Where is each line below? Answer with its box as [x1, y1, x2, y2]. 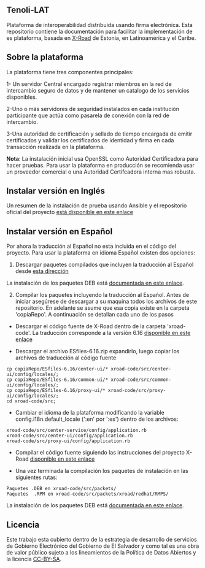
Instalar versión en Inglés [6, 186, 106, 196]
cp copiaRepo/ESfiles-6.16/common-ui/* [6, 377, 109, 383]
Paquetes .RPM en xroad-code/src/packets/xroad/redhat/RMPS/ [6, 491, 169, 497]
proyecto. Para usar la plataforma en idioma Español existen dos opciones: [6, 249, 195, 256]
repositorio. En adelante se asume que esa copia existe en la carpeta [15, 304, 190, 312]
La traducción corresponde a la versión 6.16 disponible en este [32, 329, 191, 337]
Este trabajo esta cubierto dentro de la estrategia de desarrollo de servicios [6, 536, 198, 543]
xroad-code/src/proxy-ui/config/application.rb [6, 438, 131, 444]
